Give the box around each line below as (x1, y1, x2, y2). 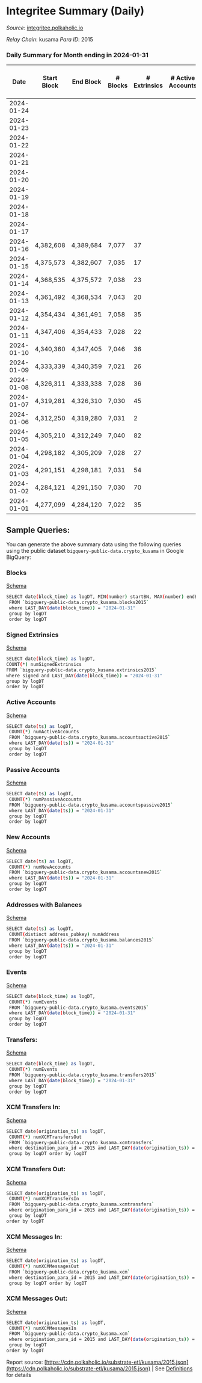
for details (6, 1371, 31, 1378)
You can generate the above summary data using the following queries (6, 541, 182, 548)
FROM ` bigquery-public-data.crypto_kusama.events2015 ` (8, 1005, 149, 1011)
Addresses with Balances (6, 901, 82, 909)
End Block (72, 78, 102, 86)
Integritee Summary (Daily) (6, 4, 145, 18)
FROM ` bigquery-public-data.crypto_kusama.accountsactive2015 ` (8, 735, 171, 741)
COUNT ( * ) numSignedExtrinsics (6, 661, 82, 667)
